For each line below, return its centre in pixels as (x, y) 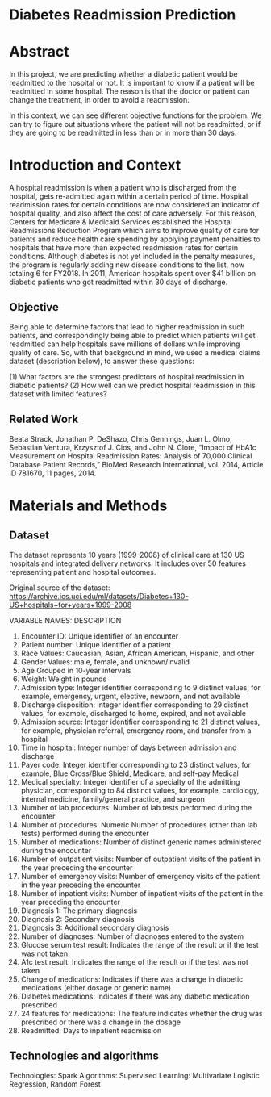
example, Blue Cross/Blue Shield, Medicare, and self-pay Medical (129, 773)
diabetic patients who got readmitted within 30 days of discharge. (119, 282)
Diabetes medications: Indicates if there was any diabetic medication (135, 996)
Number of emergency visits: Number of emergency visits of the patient (140, 876)
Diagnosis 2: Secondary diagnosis (77, 919)
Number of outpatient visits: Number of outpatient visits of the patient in (140, 859)
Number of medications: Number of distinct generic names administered (141, 842)
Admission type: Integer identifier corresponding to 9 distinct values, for (141, 687)
